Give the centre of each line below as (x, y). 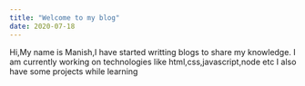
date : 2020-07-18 (42, 26)
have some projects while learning (74, 71)
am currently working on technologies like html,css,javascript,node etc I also (153, 62)
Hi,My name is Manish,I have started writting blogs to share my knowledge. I (152, 52)
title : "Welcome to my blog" (65, 18)
